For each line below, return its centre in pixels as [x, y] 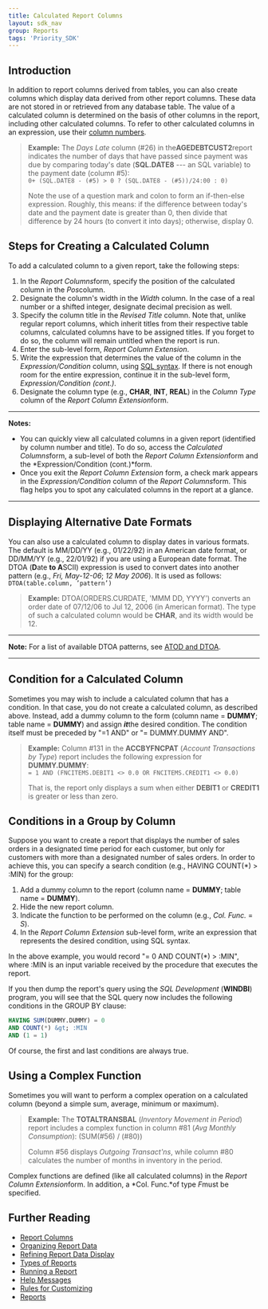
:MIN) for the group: [41, 875]
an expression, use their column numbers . [77, 132]
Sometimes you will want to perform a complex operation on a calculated [128, 1095]
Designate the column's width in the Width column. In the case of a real [137, 298]
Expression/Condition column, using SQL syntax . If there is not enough [136, 366]
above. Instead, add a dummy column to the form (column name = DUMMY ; [133, 715]
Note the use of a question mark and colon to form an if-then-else [136, 196]
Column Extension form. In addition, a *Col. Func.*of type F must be [118, 1184]
